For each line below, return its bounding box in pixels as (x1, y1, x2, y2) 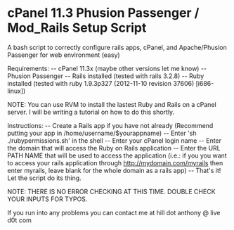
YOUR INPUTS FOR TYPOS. (7, 195, 88, 203)
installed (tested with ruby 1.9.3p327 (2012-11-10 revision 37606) (7, 79, 195, 87)
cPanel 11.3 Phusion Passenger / (7, 5, 200, 21)
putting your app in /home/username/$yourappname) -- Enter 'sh (7, 129, 197, 137)
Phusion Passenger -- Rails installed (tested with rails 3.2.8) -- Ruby (7, 72, 204, 80)
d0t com (7, 216, 32, 224)
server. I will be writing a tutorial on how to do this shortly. (7, 108, 175, 116)
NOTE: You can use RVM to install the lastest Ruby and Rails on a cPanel (7, 100, 216, 108)
